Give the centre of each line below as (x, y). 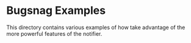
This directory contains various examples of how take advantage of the (96, 27)
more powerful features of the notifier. (54, 33)
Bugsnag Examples (56, 11)
